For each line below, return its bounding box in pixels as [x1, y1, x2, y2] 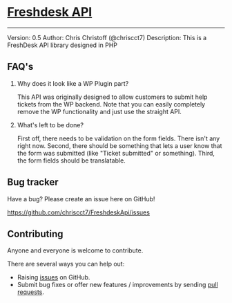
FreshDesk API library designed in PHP [7, 41, 118, 49]
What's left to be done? [17, 120, 84, 129]
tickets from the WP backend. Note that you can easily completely [17, 100, 206, 108]
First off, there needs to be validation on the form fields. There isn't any [17, 134, 220, 143]
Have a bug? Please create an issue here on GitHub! [7, 194, 155, 203]
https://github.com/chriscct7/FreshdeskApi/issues [7, 208, 151, 217]
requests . [17, 288, 45, 296]
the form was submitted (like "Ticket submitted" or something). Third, [17, 149, 215, 157]
